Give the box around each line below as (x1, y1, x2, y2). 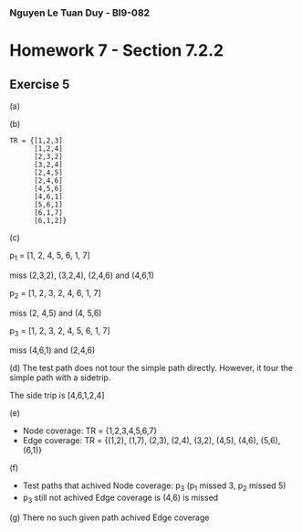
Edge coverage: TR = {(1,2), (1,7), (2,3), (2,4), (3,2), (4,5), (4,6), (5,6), (22, 435, 281, 446)
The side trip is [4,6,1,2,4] (9, 390, 105, 401)
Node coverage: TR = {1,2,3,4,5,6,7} (22, 425, 158, 436)
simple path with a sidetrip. (9, 372, 111, 383)
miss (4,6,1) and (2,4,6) (9, 345, 96, 356)
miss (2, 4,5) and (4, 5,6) (9, 307, 102, 318)
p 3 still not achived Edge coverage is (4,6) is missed (22, 492, 219, 505)
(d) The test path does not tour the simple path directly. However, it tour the (9, 363, 294, 374)
